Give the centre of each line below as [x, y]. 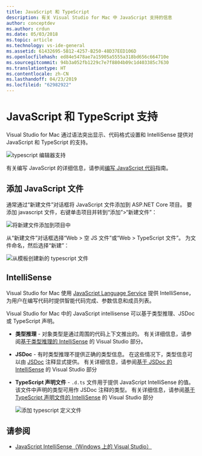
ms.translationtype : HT [36, 68]
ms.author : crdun [28, 29]
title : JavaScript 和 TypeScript [48, 12]
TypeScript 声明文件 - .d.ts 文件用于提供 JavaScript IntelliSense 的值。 [104, 382]
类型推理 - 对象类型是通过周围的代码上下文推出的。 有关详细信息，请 [101, 334]
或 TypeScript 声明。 [32, 321]
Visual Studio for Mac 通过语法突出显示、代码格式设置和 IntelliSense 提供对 [100, 134]
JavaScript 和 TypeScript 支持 [82, 117]
